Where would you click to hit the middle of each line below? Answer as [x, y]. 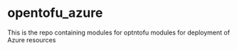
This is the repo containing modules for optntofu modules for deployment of [118, 32]
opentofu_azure [55, 13]
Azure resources [32, 39]
